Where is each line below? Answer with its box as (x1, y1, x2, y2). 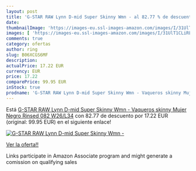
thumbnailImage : (6, 25, 45, 31)
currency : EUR (6, 68, 41, 74)
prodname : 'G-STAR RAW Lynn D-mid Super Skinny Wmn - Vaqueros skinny (6, 90, 181, 96)
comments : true (6, 36, 43, 41)
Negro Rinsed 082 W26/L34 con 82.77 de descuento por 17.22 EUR (6, 112, 168, 119)
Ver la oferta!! (6, 141, 39, 148)
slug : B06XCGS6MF (6, 52, 48, 58)
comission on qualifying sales (6, 158, 78, 165)
